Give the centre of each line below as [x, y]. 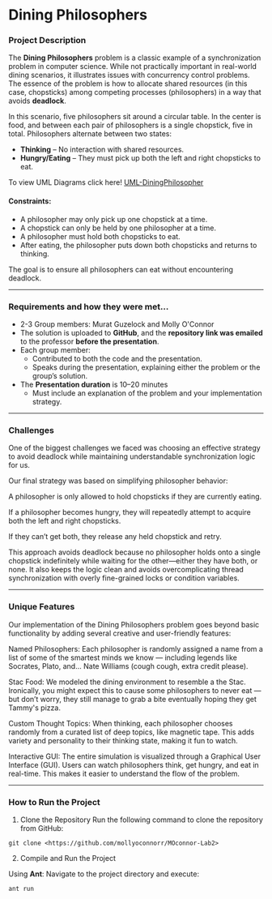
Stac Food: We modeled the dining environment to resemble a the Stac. [127, 682]
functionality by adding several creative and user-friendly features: [120, 633]
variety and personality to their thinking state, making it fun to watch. [123, 740]
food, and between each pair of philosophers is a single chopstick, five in [131, 125]
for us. [19, 465]
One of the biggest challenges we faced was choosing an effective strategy [134, 448]
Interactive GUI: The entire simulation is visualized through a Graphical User [135, 756]
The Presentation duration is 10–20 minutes [94, 384]
